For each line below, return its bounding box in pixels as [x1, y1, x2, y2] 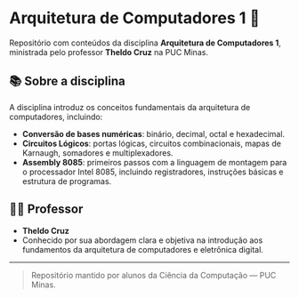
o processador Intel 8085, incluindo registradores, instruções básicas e [21, 166, 284, 177]
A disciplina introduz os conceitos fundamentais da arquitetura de [9, 101, 251, 112]
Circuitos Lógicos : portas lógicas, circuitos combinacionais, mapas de [21, 138, 282, 149]
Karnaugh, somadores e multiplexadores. [21, 147, 174, 158]
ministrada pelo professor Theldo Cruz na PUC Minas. [9, 46, 209, 57]
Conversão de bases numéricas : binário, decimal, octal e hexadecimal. [21, 128, 286, 139]
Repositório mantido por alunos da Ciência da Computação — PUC [30, 270, 277, 280]
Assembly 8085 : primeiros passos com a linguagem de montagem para [21, 157, 287, 167]
